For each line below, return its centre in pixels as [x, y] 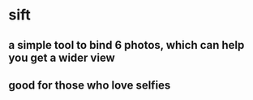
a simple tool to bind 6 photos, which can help [126, 45]
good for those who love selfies [90, 85]
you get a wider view [62, 57]
